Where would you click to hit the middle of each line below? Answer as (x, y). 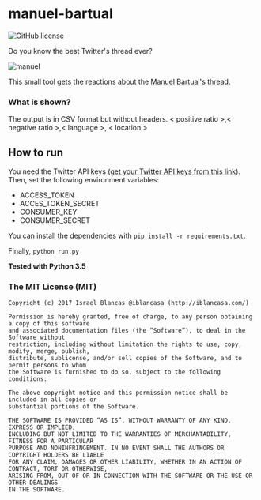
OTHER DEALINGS (33, 483)
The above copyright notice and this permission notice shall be (118, 393)
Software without (37, 338)
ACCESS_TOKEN (47, 195)
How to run (36, 152)
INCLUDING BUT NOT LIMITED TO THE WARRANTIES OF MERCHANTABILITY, (120, 434)
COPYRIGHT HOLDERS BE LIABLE (56, 455)
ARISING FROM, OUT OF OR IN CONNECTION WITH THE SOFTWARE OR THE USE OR (130, 476)
